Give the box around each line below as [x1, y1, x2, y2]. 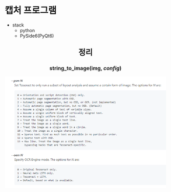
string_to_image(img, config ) [49, 64, 122, 71]
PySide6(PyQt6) [19, 33, 54, 39]
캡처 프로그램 [5, 5, 57, 16]
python [19, 27, 35, 33]
